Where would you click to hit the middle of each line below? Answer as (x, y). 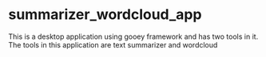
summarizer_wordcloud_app (105, 15)
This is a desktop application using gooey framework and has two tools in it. (133, 36)
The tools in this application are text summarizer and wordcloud (113, 44)
